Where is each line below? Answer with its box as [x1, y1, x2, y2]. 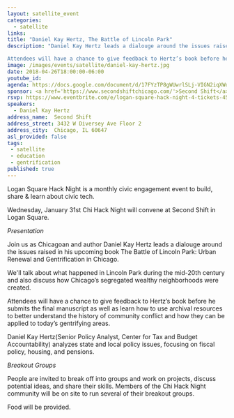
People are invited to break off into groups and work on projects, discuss [7, 374, 216, 382]
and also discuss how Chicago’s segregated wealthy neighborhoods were [7, 276, 219, 284]
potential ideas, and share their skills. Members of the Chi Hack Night [7, 382, 206, 390]
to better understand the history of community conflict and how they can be [7, 311, 225, 320]
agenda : [7, 81, 30, 88]
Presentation [7, 226, 44, 234]
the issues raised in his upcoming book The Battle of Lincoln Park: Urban [7, 247, 217, 255]
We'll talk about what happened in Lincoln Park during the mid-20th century [7, 268, 225, 276]
